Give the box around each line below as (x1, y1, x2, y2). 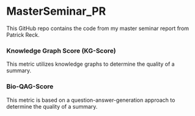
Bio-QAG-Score (6, 82, 54, 91)
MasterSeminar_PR (6, 4, 106, 18)
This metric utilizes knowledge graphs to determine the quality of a (6, 60, 175, 68)
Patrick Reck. (6, 31, 40, 38)
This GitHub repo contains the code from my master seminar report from (6, 25, 189, 32)
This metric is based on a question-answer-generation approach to (6, 96, 175, 104)
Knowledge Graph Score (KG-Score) (6, 46, 116, 55)
